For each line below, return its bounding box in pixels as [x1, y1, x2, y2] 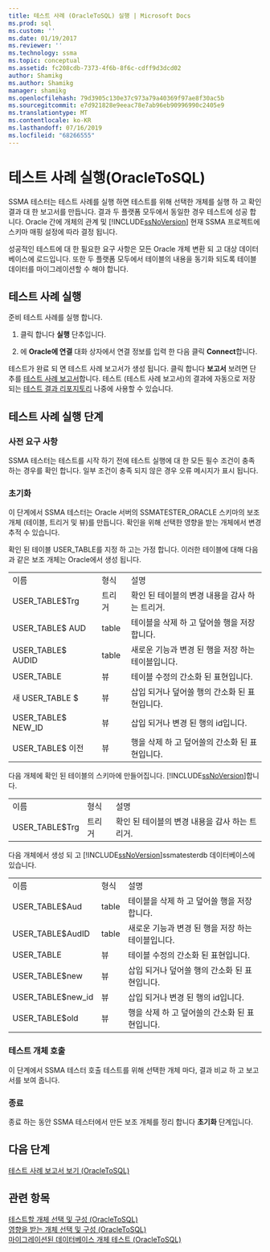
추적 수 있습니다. [8, 527, 60, 537]
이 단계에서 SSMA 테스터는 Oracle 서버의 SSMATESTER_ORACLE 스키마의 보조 [8, 507, 260, 517]
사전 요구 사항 [8, 436, 59, 447]
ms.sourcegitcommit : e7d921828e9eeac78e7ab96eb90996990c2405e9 [8, 101, 225, 109]
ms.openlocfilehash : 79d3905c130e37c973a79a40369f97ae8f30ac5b [8, 94, 225, 102]
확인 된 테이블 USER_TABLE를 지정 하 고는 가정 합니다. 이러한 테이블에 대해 [8, 544, 243, 555]
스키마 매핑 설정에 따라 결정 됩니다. [8, 227, 118, 236]
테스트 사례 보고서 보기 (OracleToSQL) [8, 1165, 130, 1175]
